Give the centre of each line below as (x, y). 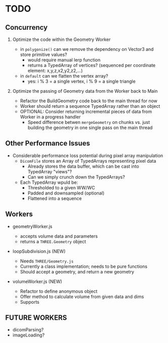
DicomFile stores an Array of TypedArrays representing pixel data (88, 161)
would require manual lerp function (64, 60)
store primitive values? (43, 54)
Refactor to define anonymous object (59, 291)
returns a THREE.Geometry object (53, 241)
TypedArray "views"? (50, 171)
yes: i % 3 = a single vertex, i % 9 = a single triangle (81, 81)
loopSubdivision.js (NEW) (39, 251)
